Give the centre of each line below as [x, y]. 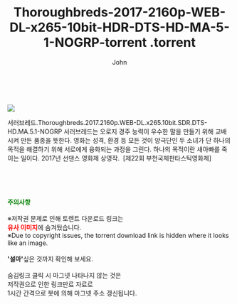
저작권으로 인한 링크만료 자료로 [51, 284]
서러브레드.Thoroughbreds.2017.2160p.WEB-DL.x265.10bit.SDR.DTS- [107, 122]
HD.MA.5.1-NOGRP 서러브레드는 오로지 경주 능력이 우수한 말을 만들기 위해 [111, 131]
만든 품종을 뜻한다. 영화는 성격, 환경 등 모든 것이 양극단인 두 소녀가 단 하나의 [126, 140]
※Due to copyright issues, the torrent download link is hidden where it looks [118, 235]
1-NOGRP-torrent [95, 43]
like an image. [28, 243]
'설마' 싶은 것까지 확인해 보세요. [51, 259]
